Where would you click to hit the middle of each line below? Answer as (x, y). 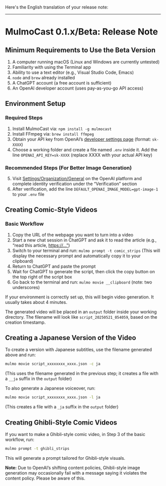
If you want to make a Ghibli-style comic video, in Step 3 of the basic (75, 435)
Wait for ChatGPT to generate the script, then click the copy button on (83, 271)
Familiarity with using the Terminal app (52, 67)
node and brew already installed (43, 78)
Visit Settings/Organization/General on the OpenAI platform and (77, 178)
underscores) (26, 287)
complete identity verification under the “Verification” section (75, 184)
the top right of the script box (42, 277)
